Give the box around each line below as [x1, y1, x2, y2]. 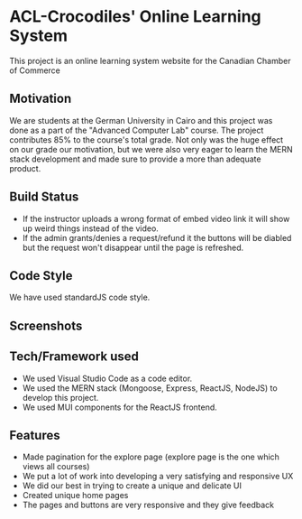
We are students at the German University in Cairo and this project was [9, 115, 273, 125]
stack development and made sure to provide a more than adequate [9, 153, 261, 164]
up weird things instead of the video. [22, 223, 160, 234]
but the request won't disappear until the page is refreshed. [22, 242, 244, 253]
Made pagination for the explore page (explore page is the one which [22, 451, 279, 462]
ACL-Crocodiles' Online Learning [9, 6, 261, 27]
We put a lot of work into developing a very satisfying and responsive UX [22, 471, 294, 482]
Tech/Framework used [9, 349, 140, 365]
